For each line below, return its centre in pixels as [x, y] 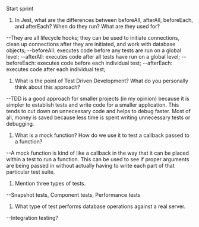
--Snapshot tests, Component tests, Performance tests [73, 195]
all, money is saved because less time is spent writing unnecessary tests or [98, 117]
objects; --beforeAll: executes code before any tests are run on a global [94, 50]
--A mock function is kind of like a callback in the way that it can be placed [97, 153]
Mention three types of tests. [50, 183]
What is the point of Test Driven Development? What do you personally [102, 81]
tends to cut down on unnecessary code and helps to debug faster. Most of [99, 111]
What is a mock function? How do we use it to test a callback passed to [102, 135]
